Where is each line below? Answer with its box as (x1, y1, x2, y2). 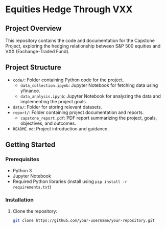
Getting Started (5, 141, 56, 149)
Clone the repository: (12, 208, 58, 214)
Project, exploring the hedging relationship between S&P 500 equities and (5, 43, 161, 49)
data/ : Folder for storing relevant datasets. (12, 104, 102, 110)
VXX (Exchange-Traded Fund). (5, 49, 70, 54)
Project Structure (5, 63, 61, 72)
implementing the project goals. (20, 98, 87, 104)
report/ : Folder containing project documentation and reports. (12, 109, 144, 116)
